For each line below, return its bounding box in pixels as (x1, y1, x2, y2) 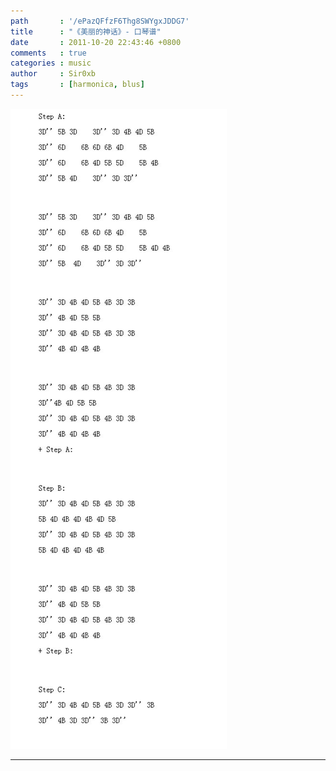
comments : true (10, 48, 87, 58)
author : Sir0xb (10, 69, 97, 79)
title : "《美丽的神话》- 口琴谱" (10, 26, 162, 37)
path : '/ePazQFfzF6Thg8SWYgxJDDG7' (10, 16, 190, 26)
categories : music (10, 58, 92, 69)
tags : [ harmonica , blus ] (10, 80, 145, 90)
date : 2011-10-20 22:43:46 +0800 (10, 37, 182, 47)
